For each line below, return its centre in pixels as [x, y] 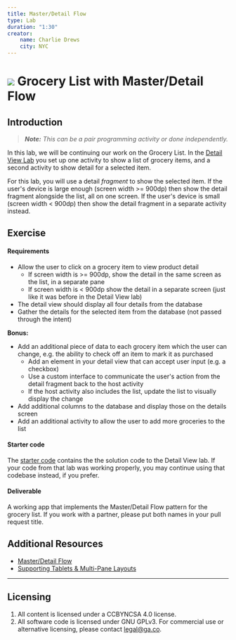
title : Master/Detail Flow [47, 14]
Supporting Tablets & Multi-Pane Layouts [77, 568]
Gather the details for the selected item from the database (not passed [119, 312]
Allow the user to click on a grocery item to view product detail [108, 267]
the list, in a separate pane [66, 281]
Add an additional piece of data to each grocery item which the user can [122, 346]
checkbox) [44, 369]
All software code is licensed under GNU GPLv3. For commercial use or [120, 621]
